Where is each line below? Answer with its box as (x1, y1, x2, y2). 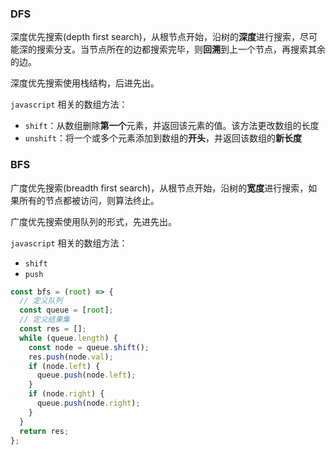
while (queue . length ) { (19, 333, 118, 343)
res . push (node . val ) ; (28, 352, 114, 362)
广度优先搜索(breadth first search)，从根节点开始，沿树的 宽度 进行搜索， (10, 182, 309, 194)
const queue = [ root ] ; (19, 305, 114, 316)
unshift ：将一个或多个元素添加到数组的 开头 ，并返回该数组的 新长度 (24, 132, 302, 144)
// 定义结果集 (19, 315, 71, 325)
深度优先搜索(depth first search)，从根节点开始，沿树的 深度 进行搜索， (10, 31, 300, 43)
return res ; (19, 426, 70, 436)
